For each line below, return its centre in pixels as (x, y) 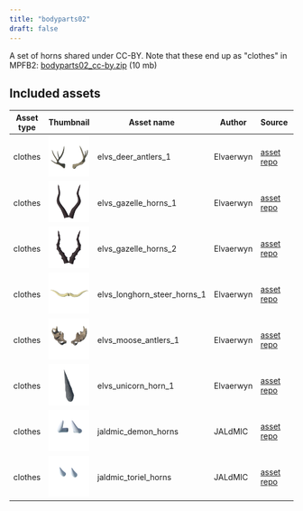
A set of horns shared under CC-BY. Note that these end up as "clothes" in (148, 55)
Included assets (55, 93)
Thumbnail (69, 123)
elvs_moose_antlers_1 (139, 339)
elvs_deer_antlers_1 (134, 157)
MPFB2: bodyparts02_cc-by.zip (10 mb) (83, 65)
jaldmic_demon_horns (138, 431)
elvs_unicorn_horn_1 (136, 386)
